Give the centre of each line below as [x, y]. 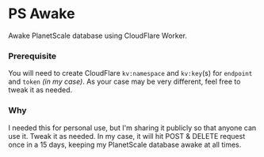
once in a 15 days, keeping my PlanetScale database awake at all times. [125, 144]
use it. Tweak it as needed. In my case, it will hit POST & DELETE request [127, 136]
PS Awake [42, 14]
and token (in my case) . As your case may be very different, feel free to [124, 82]
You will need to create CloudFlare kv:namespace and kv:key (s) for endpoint [130, 73]
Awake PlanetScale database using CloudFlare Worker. [98, 36]
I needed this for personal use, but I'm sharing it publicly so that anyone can [132, 128]
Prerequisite [33, 56]
